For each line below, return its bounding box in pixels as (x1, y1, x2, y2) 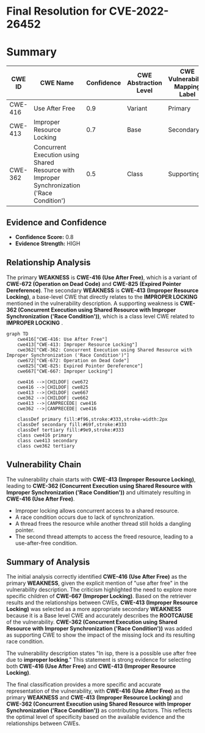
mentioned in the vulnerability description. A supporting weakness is (6, 299, 179, 307)
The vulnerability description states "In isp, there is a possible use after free (6, 649, 197, 657)
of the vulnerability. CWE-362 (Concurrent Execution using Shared (6, 618, 178, 626)
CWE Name (40, 79, 74, 87)
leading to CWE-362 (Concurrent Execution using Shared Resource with (6, 482, 193, 489)
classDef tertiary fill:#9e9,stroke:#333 (17, 427, 124, 433)
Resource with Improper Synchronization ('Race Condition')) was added (6, 625, 192, 632)
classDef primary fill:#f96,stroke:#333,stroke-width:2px (17, 416, 168, 422)
